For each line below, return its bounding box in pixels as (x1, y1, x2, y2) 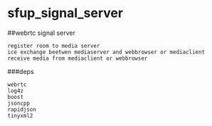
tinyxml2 (7, 112, 33, 119)
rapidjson (7, 105, 37, 113)
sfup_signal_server (7, 5, 123, 21)
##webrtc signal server (7, 28, 76, 37)
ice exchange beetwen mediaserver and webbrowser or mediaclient (7, 48, 205, 56)
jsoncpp (7, 100, 31, 107)
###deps (7, 67, 34, 75)
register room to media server (7, 42, 100, 49)
